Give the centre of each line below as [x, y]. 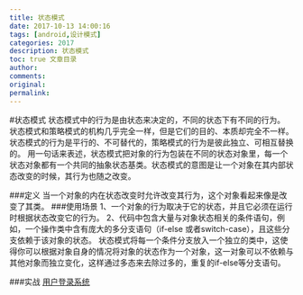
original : [28, 85]
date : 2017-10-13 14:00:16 [60, 26]
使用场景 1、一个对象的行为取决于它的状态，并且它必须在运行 [179, 206]
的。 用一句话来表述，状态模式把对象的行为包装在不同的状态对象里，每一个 [149, 153]
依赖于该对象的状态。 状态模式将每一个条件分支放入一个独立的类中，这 [148, 240]
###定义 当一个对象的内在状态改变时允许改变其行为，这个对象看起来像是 [144, 195]
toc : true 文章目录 [43, 59]
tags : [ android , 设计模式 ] [55, 34]
